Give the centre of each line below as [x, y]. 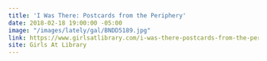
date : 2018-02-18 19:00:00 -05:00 [66, 23]
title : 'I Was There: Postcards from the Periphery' [97, 15]
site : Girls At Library [48, 45]
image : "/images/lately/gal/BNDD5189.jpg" [79, 30]
